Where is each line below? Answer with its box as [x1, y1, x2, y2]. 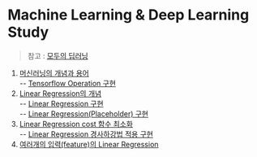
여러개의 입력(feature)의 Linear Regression [19, 139, 159, 149]
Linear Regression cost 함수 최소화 [19, 119, 133, 129]
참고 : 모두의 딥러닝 [27, 50, 88, 60]
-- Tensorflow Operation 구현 [19, 78, 117, 88]
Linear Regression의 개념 [19, 88, 102, 98]
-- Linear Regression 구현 [19, 98, 104, 108]
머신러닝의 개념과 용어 [19, 68, 90, 78]
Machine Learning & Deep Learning [7, 6, 250, 24]
